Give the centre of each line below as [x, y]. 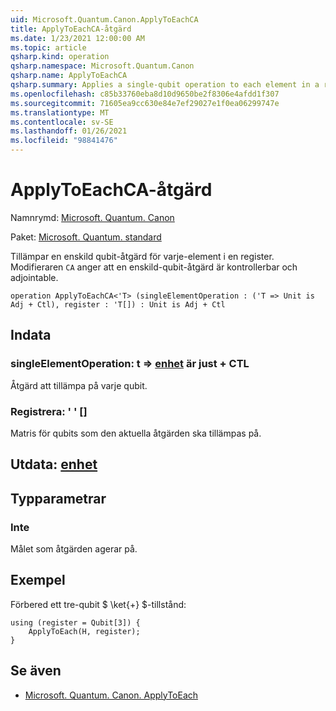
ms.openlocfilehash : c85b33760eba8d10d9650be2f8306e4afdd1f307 [145, 94]
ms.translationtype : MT [60, 112]
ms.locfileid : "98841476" [64, 141]
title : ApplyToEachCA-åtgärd [71, 29]
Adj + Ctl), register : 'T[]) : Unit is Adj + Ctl [118, 304]
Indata [31, 335]
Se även [36, 671]
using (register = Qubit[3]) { [75, 622]
